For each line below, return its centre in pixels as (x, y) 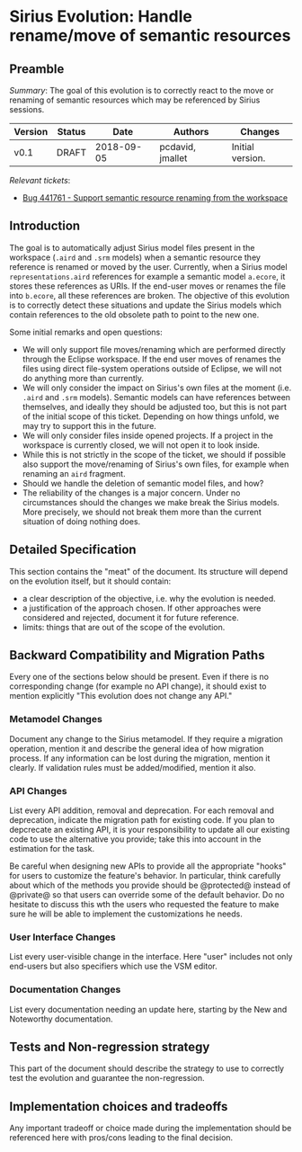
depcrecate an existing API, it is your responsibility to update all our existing (150, 830)
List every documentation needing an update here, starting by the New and (148, 1009)
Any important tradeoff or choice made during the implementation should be (151, 1128)
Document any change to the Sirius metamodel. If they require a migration (146, 738)
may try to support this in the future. (89, 425)
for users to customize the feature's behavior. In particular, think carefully (145, 876)
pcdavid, (178, 147)
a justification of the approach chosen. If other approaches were (142, 608)
